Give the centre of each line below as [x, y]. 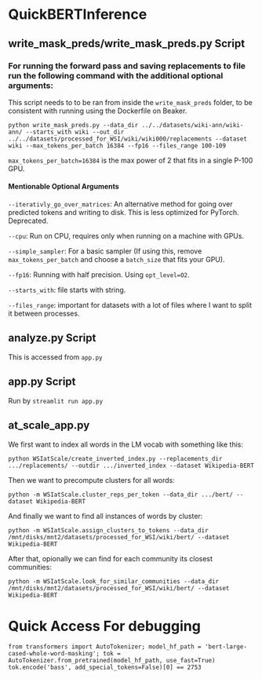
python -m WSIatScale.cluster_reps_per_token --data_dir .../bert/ [121, 495]
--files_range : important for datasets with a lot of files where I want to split [130, 305]
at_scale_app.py [49, 425]
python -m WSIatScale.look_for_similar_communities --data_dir [114, 581]
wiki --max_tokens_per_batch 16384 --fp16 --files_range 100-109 [117, 146]
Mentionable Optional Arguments [64, 187]
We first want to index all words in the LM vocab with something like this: [126, 444]
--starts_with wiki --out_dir [75, 132]
